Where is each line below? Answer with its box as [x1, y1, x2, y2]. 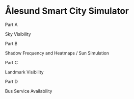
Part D [5, 78, 18, 84]
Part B [5, 40, 18, 47]
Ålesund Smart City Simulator [5, 5, 129, 17]
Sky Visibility [5, 31, 31, 37]
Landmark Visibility [5, 69, 44, 75]
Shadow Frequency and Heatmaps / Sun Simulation [5, 50, 109, 56]
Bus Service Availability [5, 88, 53, 94]
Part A [5, 22, 18, 27]
